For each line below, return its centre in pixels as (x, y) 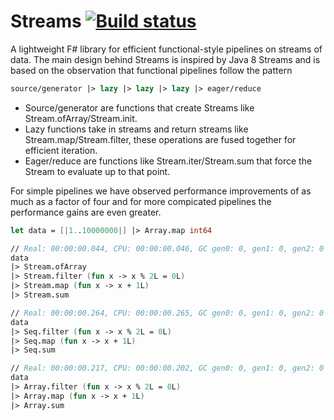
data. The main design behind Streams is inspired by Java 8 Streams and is (165, 59)
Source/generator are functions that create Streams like (139, 107)
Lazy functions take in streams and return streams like (136, 129)
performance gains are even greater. (86, 212)
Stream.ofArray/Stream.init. (81, 118)
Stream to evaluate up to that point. (97, 171)
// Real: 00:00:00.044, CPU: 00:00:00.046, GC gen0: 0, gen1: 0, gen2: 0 (167, 248)
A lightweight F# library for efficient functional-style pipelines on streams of (166, 49)
